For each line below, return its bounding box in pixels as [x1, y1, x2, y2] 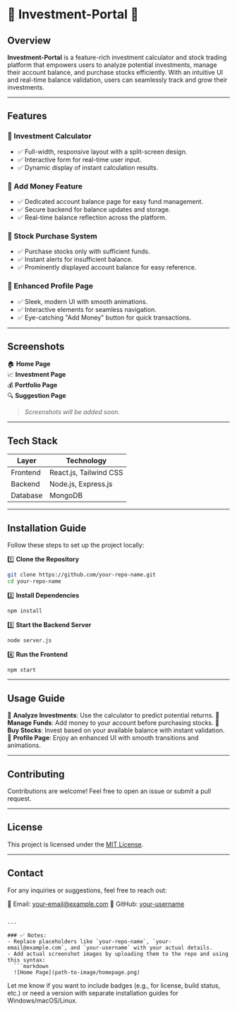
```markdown [13, 962, 49, 969]
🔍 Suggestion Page [7, 392, 66, 400]
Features [7, 110, 47, 122]
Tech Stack [7, 435, 58, 447]
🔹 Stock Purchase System [7, 231, 97, 241]
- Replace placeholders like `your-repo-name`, [7, 938, 150, 945]
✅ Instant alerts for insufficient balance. [17, 255, 133, 264]
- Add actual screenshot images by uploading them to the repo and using [7, 950, 229, 957]
